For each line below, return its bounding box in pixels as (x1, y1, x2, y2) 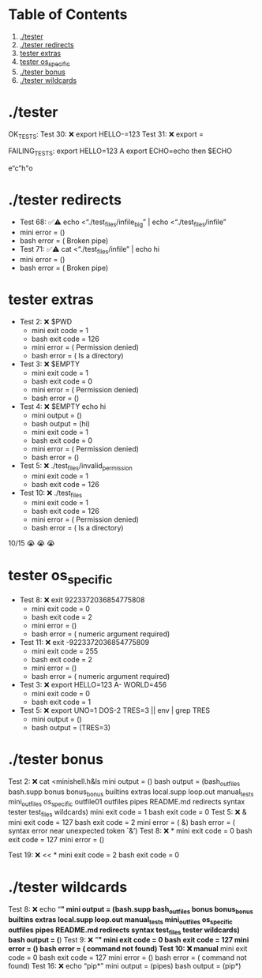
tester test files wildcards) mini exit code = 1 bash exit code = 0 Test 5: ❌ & (8, 808, 247, 819)
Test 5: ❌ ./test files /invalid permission (19, 460, 133, 472)
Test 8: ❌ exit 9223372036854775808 (19, 594, 145, 605)
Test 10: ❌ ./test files (19, 488, 83, 499)
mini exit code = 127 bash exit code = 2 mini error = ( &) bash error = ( (8, 817, 235, 826)
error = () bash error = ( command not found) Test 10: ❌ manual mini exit (8, 944, 248, 954)
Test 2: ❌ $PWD (19, 317, 73, 326)
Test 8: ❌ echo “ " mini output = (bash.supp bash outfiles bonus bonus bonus (8, 904, 254, 916)
